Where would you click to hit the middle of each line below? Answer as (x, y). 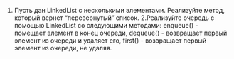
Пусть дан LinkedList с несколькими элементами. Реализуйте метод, (119, 10)
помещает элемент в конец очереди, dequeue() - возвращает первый (121, 33)
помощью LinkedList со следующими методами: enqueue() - (106, 25)
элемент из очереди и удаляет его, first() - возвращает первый (110, 41)
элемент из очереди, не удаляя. (63, 48)
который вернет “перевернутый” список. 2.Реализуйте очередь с (114, 18)
